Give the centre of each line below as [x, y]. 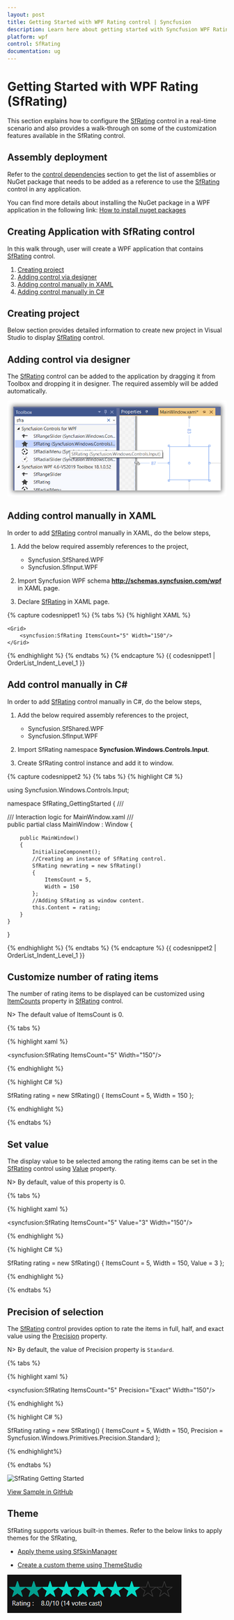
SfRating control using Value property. [62, 1169]
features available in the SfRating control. [66, 135]
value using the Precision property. [57, 1336]
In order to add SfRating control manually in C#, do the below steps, [104, 701]
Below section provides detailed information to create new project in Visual [115, 330]
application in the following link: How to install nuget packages [97, 210]
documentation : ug [34, 52]
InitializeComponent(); [67, 852]
